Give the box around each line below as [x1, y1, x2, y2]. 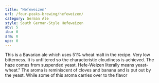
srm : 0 [5, 34, 18, 39]
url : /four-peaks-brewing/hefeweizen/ [5, 12, 84, 16]
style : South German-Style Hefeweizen [5, 20, 84, 26]
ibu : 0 [5, 29, 18, 34]
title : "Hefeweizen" [5, 7, 47, 12]
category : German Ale [5, 16, 49, 21]
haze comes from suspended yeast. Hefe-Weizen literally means [5, 62, 135, 68]
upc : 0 [5, 39, 18, 43]
